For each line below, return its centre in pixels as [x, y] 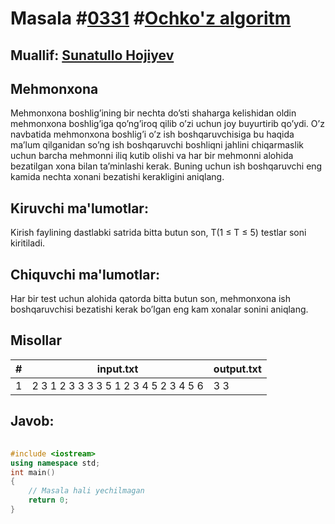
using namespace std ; [55, 463]
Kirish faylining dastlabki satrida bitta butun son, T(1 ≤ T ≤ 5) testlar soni [158, 233]
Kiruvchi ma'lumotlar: [79, 208]
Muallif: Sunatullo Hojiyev [92, 55]
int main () [33, 472]
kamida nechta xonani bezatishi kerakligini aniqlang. [117, 177]
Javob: [32, 421]
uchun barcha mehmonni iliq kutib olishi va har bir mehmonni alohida [152, 156]
